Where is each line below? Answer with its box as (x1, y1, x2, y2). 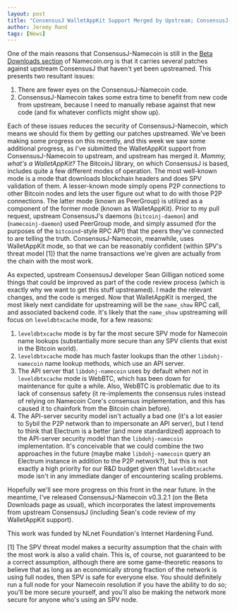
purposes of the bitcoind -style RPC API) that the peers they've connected (7, 227, 224, 235)
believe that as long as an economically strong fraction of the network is (7, 566, 217, 574)
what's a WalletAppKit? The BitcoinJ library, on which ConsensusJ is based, (7, 160, 229, 168)
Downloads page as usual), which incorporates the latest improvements (7, 501, 216, 509)
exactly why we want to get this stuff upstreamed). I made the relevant (7, 285, 213, 294)
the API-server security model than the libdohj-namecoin (17, 434, 183, 443)
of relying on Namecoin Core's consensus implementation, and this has (17, 397, 226, 405)
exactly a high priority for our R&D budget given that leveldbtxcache (17, 464, 215, 473)
